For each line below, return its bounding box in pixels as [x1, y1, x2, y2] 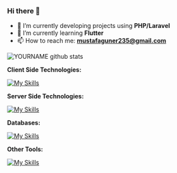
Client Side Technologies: [7, 66, 82, 74]
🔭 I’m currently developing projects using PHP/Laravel [16, 22, 171, 30]
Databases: [7, 119, 41, 127]
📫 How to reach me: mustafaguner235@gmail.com [16, 37, 167, 45]
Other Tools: [7, 145, 43, 153]
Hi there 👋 [7, 6, 41, 16]
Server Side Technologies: [7, 92, 84, 101]
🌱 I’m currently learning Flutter [16, 29, 104, 37]
